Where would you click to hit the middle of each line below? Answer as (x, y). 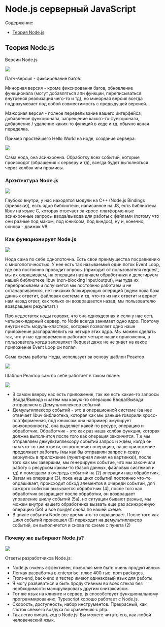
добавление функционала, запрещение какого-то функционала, (72, 118)
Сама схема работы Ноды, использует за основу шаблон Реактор (75, 357)
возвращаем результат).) (32, 306)
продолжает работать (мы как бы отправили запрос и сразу (76, 452)
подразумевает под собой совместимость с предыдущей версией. (76, 103)
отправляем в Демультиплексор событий (56, 405)
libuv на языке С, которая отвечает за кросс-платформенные (70, 211)
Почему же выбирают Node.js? (45, 538)
